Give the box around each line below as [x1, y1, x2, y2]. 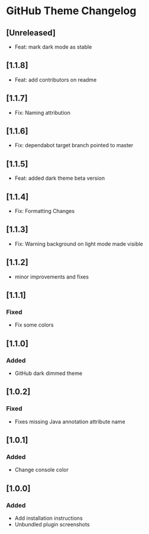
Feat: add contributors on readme [14, 76, 97, 83]
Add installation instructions [14, 514, 83, 522]
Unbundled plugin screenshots [14, 521, 90, 528]
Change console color [14, 466, 69, 474]
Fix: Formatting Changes [14, 208, 75, 215]
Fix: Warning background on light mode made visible [14, 240, 144, 247]
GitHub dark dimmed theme [14, 370, 83, 377]
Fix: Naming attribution [14, 109, 71, 116]
